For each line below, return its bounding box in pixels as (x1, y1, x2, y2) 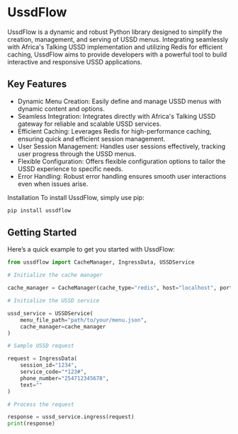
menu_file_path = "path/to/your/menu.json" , (20, 316, 147, 324)
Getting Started (7, 227, 77, 239)
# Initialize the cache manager (7, 271, 103, 279)
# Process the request (7, 401, 74, 408)
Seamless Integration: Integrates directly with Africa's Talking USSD (17, 112, 216, 120)
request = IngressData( (7, 355, 78, 363)
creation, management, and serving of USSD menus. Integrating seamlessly (7, 35, 229, 43)
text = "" (20, 381, 42, 389)
